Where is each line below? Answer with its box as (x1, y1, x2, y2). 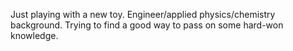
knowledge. (10, 30, 59, 41)
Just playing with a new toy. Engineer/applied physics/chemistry (10, 9, 276, 20)
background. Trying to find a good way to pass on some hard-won (10, 19, 284, 31)
